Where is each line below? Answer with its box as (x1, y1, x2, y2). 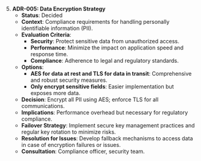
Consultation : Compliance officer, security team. (21, 148, 145, 155)
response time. (30, 51, 68, 57)
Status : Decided (21, 12, 63, 19)
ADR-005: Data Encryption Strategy (12, 5, 106, 12)
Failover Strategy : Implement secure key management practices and (21, 122, 196, 129)
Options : (21, 63, 44, 71)
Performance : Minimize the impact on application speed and (30, 44, 184, 51)
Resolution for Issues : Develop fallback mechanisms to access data (21, 135, 194, 142)
